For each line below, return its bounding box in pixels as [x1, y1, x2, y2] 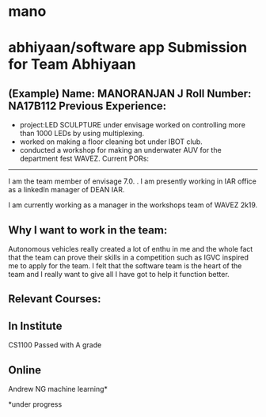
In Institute [8, 319, 63, 332]
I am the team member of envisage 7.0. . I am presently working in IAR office [8, 176, 257, 186]
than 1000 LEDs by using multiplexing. [19, 129, 145, 138]
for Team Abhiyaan [8, 55, 136, 74]
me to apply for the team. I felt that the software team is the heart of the [8, 261, 242, 271]
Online [8, 363, 42, 377]
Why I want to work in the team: [8, 223, 168, 237]
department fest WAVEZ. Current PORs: [19, 154, 149, 164]
